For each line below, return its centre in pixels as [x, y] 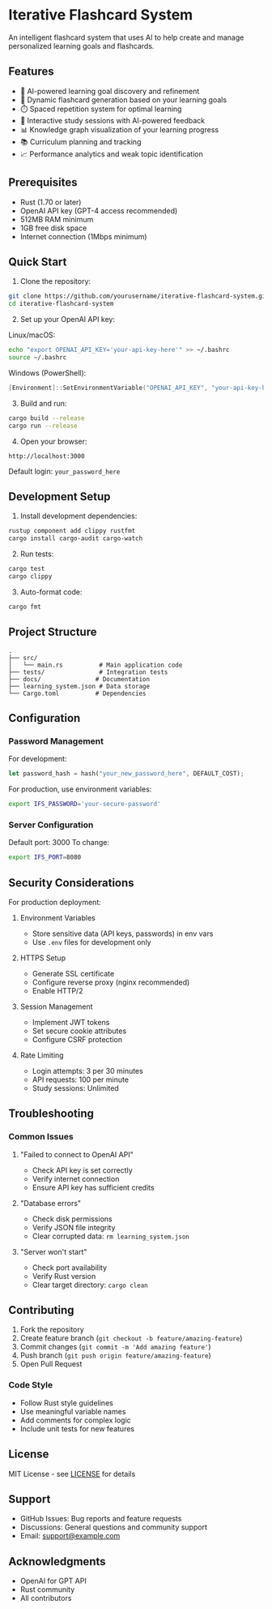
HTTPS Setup [43, 958]
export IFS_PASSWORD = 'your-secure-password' [85, 804]
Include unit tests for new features [77, 1428]
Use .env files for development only [91, 942]
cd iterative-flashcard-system [61, 304]
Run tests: [37, 554]
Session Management [56, 1006]
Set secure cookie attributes [79, 1031]
